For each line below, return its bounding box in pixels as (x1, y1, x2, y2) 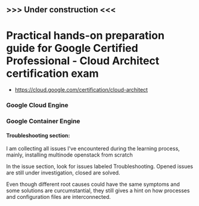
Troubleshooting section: (6, 132, 70, 139)
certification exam (6, 67, 99, 80)
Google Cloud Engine (6, 101, 69, 110)
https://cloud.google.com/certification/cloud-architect (14, 86, 148, 93)
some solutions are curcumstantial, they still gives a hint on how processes (6, 187, 190, 194)
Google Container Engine (6, 117, 80, 126)
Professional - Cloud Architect (6, 54, 160, 67)
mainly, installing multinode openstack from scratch (6, 151, 133, 158)
